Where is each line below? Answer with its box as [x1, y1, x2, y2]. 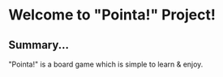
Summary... [8, 38, 70, 52]
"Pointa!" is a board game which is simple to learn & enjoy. [8, 59, 204, 69]
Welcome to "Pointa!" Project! [8, 6, 217, 24]
